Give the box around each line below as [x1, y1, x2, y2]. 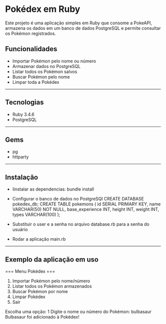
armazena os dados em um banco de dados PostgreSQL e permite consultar [5, 25, 161, 31]
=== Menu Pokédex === [5, 268, 55, 274]
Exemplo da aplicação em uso [5, 255, 99, 263]
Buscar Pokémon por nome [12, 289, 68, 294]
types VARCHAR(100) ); [12, 212, 61, 218]
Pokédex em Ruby [5, 3, 81, 15]
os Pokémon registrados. [5, 30, 56, 36]
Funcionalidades [5, 45, 58, 53]
